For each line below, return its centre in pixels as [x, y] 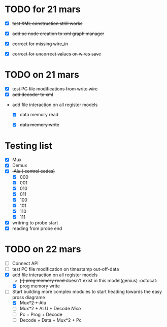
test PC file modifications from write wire [55, 89]
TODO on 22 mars [43, 249]
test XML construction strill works [47, 23]
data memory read [39, 115]
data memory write [39, 125]
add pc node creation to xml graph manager [58, 34]
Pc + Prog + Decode [41, 314]
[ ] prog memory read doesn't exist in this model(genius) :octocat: [89, 281]
